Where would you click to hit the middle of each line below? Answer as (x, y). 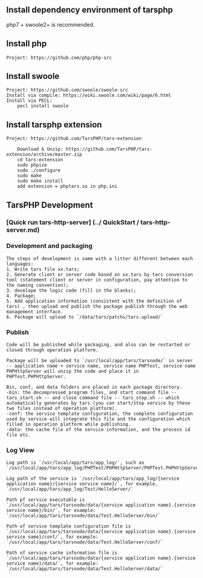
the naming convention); (37, 285)
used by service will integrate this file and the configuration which (98, 419)
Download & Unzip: (40, 149)
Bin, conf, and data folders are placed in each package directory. (94, 388)
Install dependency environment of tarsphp (90, 10)
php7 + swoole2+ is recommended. (50, 24)
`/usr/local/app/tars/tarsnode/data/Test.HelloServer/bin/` (84, 516)
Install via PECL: (29, 101)
